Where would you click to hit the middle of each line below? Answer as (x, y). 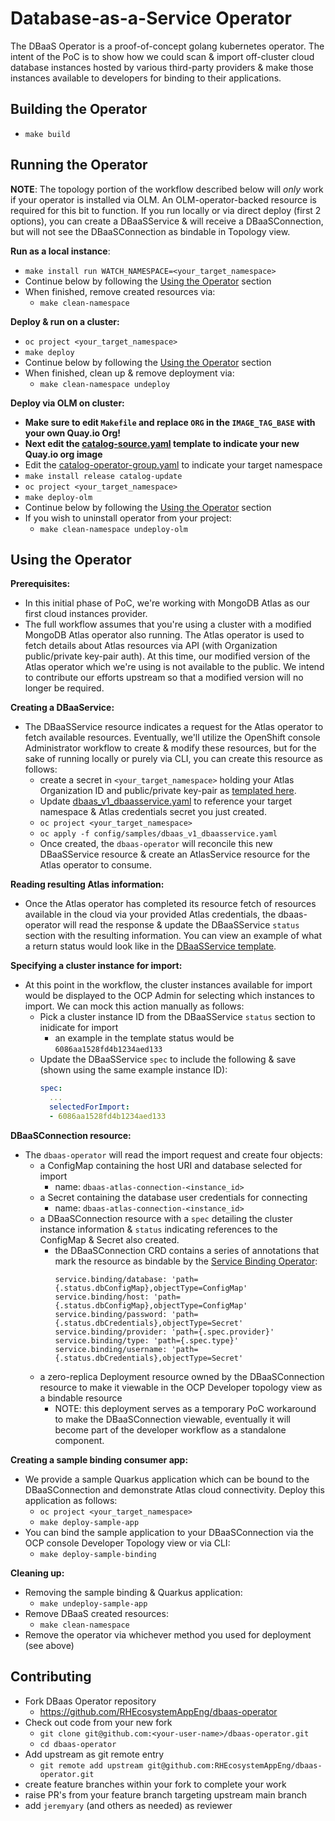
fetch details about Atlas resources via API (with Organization (151, 646)
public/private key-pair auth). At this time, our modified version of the (167, 656)
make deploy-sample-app (89, 1522)
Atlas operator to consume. (96, 865)
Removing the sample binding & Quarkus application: (133, 1592)
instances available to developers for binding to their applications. (146, 78)
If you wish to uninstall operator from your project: (128, 518)
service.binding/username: (111, 1349)
